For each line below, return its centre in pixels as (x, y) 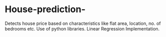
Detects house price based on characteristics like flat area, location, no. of (83, 23)
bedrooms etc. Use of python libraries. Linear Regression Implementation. (82, 28)
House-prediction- (45, 9)
